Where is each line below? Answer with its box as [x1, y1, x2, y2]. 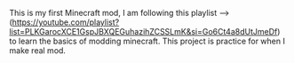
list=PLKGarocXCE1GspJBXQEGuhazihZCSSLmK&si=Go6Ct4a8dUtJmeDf [9, 27, 278, 36]
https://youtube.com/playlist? [12, 17, 120, 28]
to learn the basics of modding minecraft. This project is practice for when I [9, 35, 286, 46]
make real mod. [9, 45, 67, 56]
